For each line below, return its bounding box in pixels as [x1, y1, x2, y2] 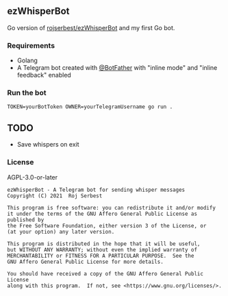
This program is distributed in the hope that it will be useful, [7, 240, 201, 247]
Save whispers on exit [16, 140, 80, 149]
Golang [16, 56, 38, 64]
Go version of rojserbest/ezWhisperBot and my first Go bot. [7, 23, 175, 32]
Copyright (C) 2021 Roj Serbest [7, 192, 103, 199]
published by [7, 216, 45, 223]
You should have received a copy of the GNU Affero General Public [7, 270, 204, 277]
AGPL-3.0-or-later [7, 173, 58, 181]
